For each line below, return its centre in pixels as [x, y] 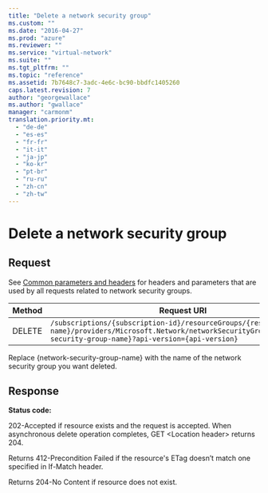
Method [28, 310]
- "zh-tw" [32, 194]
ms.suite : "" [30, 61]
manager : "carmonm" [41, 113]
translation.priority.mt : [51, 120]
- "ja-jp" [32, 157]
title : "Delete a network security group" [80, 16]
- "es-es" [32, 134]
